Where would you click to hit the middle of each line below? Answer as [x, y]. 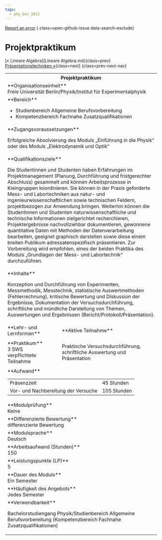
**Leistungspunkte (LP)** [38, 461]
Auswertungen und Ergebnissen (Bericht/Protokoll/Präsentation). [81, 315]
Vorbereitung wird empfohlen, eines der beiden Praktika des [75, 249]
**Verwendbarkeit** [32, 503]
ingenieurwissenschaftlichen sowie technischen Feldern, [72, 200]
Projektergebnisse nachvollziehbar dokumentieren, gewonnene [79, 224]
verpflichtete [22, 355]
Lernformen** [24, 334]
